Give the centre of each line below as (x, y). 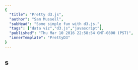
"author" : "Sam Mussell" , (37, 19)
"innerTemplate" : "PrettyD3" (40, 38)
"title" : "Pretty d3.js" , (37, 14)
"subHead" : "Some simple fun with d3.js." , (55, 24)
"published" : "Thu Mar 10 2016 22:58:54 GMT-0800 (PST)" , (72, 33)
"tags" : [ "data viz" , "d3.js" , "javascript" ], (57, 28)
